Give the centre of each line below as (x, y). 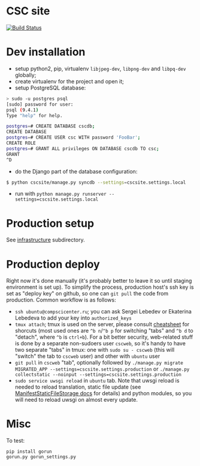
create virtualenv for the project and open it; (69, 81)
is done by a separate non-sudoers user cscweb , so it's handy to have (100, 343)
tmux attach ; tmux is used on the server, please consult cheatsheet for (102, 324)
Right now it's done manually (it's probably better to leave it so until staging (99, 281)
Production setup (50, 223)
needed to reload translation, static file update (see (78, 387)
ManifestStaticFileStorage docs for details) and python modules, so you (103, 393)
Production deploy (53, 264)
